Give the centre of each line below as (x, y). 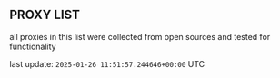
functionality (33, 46)
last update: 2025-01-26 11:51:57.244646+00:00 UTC (107, 63)
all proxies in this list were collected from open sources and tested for (140, 36)
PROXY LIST (45, 15)
